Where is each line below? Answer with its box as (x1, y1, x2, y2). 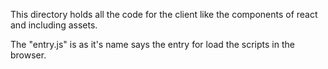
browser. (10, 49, 47, 61)
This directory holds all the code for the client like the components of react (10, 9, 318, 20)
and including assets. (10, 19, 98, 31)
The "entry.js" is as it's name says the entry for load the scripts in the (10, 39, 295, 50)
